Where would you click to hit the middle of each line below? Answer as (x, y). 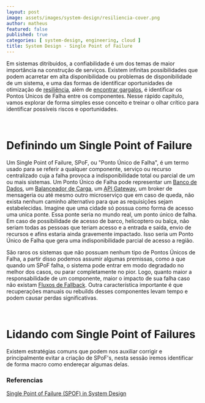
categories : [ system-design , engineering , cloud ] (73, 40)
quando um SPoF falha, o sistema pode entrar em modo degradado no (95, 265)
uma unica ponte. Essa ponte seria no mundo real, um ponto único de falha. (102, 214)
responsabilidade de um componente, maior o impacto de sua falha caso (98, 278)
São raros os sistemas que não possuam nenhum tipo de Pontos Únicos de (101, 252)
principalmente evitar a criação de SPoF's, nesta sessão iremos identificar (100, 358)
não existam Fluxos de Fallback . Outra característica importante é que (95, 284)
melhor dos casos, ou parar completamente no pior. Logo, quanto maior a (99, 272)
